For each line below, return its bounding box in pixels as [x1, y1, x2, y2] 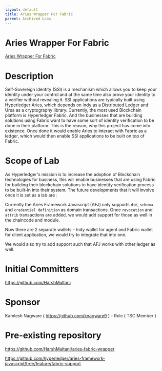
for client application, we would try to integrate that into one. [5, 232, 127, 238]
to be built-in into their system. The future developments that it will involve [5, 187, 155, 193]
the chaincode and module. [5, 217, 60, 223]
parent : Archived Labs [5, 16, 51, 21]
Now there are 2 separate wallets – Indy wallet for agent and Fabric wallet [5, 227, 153, 233]
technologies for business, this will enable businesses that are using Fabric [5, 176, 156, 183]
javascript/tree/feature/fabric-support [5, 361, 81, 366]
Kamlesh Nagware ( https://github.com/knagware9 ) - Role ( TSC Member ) [5, 313, 157, 319]
